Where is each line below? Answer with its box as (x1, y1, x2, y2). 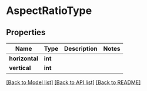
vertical (9, 64, 31, 72)
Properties (6, 27, 46, 37)
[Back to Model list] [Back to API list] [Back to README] (6, 79, 141, 86)
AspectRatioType (6, 4, 92, 17)
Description (64, 45, 98, 52)
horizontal (9, 54, 38, 62)
